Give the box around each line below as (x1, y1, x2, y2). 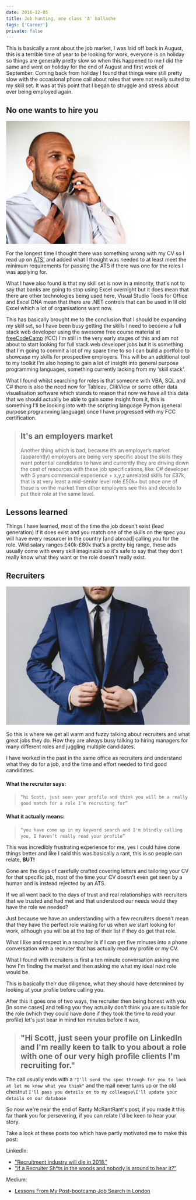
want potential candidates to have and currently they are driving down (20, 459, 190, 466)
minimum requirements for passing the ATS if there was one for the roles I (6, 262, 184, 269)
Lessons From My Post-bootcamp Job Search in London (14, 1188, 150, 1195)
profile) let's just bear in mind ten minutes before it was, (6, 1016, 140, 1023)
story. (6, 1118, 20, 1126)
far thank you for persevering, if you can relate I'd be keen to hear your (6, 1112, 177, 1119)
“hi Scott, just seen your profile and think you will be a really (20, 795, 188, 800)
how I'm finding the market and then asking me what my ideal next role (6, 962, 177, 969)
